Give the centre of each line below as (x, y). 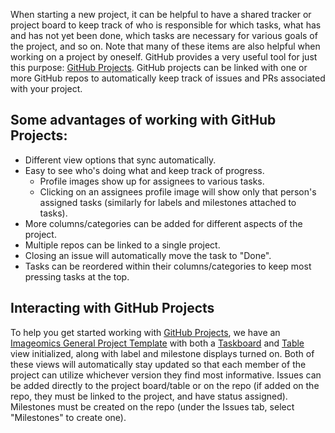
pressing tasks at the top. (77, 276)
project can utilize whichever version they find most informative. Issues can (166, 375)
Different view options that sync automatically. (120, 160)
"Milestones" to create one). (68, 417)
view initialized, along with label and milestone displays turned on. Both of (162, 353)
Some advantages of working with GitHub (143, 120)
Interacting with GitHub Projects (112, 308)
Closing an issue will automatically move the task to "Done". (148, 255)
